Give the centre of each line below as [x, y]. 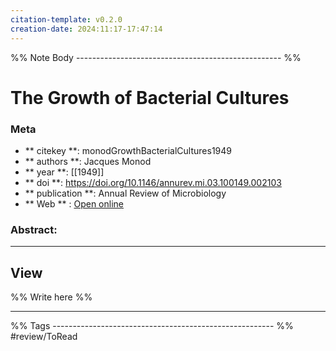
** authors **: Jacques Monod [88, 161]
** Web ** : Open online [74, 203]
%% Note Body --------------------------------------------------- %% [156, 57]
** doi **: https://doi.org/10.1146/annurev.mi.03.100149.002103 [153, 182]
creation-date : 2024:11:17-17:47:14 [86, 29]
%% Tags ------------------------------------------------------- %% [152, 326]
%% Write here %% [51, 297]
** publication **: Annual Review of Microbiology [125, 193]
